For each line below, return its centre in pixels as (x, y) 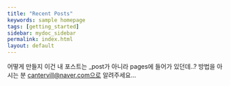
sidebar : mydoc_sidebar (42, 33)
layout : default (31, 46)
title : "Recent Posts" (40, 14)
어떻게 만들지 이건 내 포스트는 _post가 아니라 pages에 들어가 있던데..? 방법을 (112, 66)
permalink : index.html (40, 40)
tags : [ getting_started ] (43, 26)
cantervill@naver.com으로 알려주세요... (82, 75)
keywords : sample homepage (46, 20)
